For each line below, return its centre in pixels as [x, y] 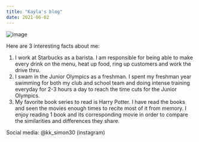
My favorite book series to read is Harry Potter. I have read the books [100, 101]
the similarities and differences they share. [67, 121]
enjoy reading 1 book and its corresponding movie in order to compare [101, 115]
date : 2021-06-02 [28, 17]
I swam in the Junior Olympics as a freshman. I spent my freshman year [103, 76]
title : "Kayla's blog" [34, 12]
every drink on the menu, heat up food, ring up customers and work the [103, 64]
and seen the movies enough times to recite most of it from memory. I [101, 108]
